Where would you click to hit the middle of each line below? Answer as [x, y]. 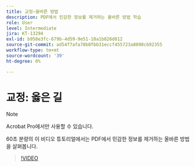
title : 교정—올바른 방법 [32, 12]
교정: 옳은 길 [34, 97]
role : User [19, 23]
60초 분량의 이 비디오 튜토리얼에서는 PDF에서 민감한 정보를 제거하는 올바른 [92, 139]
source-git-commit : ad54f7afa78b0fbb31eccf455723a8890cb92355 [84, 45]
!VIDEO [29, 158]
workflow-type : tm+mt [33, 50]
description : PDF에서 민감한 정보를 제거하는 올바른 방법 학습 [74, 17]
